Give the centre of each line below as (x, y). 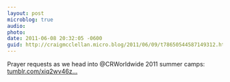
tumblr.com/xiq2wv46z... (42, 71)
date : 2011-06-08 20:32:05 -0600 (55, 39)
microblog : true (30, 20)
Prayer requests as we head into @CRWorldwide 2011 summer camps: (106, 64)
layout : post (26, 13)
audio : (16, 26)
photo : (16, 32)
